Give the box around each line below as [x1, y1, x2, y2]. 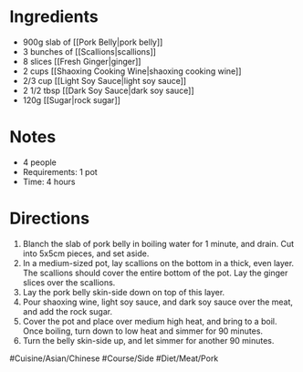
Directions [9, 208, 89, 229]
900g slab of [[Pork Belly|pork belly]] [22, 36, 163, 47]
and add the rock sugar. [22, 305, 112, 316]
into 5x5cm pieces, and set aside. [22, 248, 150, 259]
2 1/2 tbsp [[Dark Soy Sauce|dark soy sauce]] [22, 85, 194, 96]
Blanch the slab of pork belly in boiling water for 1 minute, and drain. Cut [22, 238, 295, 249]
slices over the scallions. [22, 276, 116, 288]
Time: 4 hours [22, 176, 76, 187]
